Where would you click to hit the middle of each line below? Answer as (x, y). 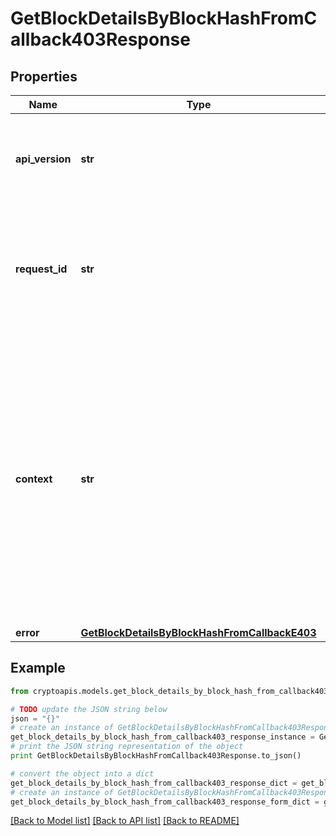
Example (38, 668)
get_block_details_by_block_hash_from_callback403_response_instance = (162, 737)
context (34, 479)
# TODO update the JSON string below (89, 709)
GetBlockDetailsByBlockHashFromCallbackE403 (198, 632)
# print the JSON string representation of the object (127, 747)
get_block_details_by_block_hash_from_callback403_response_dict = (154, 783)
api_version (43, 159)
